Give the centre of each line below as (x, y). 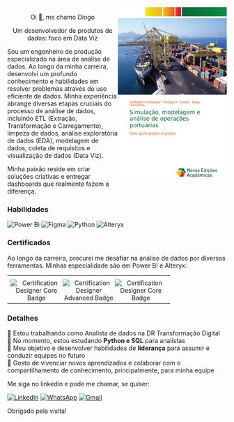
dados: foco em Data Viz (63, 38)
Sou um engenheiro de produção (55, 51)
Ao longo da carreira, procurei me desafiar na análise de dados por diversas (116, 258)
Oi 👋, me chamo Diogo (63, 17)
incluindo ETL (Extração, (42, 118)
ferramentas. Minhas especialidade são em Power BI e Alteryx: (97, 265)
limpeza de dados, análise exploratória (63, 133)
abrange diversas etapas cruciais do (60, 103)
